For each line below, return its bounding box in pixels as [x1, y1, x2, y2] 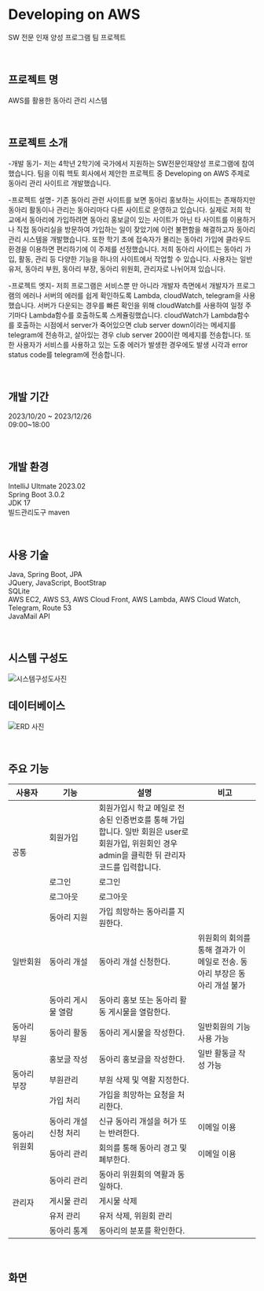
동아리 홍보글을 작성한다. [98, 1054, 185, 1065]
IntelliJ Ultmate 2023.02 [8, 482, 86, 491]
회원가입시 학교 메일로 [98, 802, 176, 813]
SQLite [8, 586, 30, 596]
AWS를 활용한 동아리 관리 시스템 [8, 95, 108, 105]
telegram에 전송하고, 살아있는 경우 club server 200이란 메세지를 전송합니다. [8, 329, 244, 340]
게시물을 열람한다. [108, 1006, 170, 1018]
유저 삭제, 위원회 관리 [98, 1211, 173, 1222]
